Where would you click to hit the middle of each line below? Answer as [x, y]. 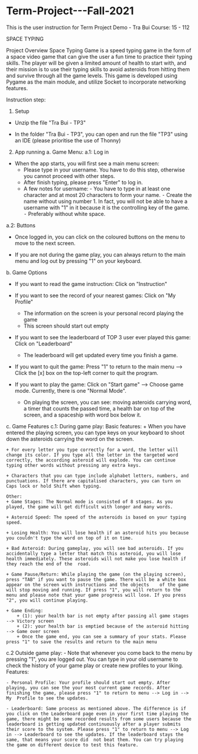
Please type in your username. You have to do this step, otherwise [104, 170]
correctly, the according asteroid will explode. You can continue [91, 460]
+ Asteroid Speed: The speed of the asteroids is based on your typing [96, 517]
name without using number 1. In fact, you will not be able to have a [106, 201]
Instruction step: [26, 100]
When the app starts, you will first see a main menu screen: [87, 163]
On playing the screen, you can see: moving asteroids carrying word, [108, 402]
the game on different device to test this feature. [72, 745]
